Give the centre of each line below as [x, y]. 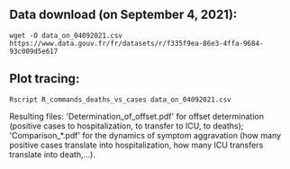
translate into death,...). [53, 154]
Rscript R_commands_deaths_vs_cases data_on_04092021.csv [120, 99]
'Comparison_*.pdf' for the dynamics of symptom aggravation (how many [145, 135]
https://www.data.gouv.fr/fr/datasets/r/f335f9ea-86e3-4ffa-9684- [136, 43]
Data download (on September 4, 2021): [123, 15]
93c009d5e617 [34, 51]
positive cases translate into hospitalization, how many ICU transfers [136, 145]
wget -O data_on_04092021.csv [66, 35]
